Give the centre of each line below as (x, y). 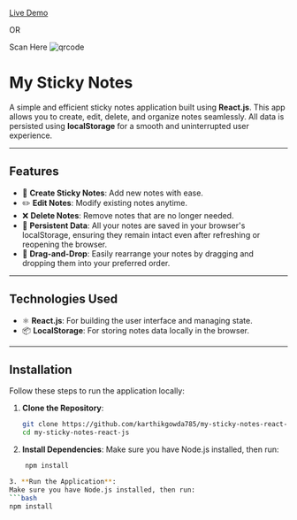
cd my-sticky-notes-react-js (76, 432)
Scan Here (28, 47)
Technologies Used (63, 299)
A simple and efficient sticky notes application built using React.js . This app (147, 107)
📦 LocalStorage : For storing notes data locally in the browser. (136, 330)
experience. (31, 135)
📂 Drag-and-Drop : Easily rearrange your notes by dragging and (138, 253)
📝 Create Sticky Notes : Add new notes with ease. (112, 193)
